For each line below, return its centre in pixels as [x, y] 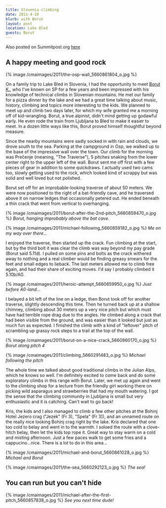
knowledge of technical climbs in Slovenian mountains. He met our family [80, 94]
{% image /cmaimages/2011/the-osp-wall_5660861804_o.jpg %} [71, 74]
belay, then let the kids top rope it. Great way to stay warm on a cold [86, 432]
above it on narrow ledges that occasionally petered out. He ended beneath [83, 198]
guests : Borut [20, 33]
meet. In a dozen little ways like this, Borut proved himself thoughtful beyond [83, 126]
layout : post [19, 24]
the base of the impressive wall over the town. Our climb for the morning [79, 151]
